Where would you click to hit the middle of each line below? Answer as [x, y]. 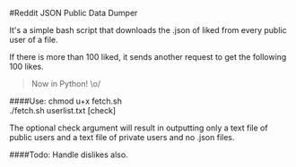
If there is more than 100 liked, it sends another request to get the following [148, 57]
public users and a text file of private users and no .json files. [122, 137]
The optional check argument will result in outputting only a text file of [139, 128]
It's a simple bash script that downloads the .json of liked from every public [148, 30]
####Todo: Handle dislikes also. [69, 154]
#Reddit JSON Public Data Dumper [74, 13]
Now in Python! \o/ [66, 83]
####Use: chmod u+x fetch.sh [66, 101]
